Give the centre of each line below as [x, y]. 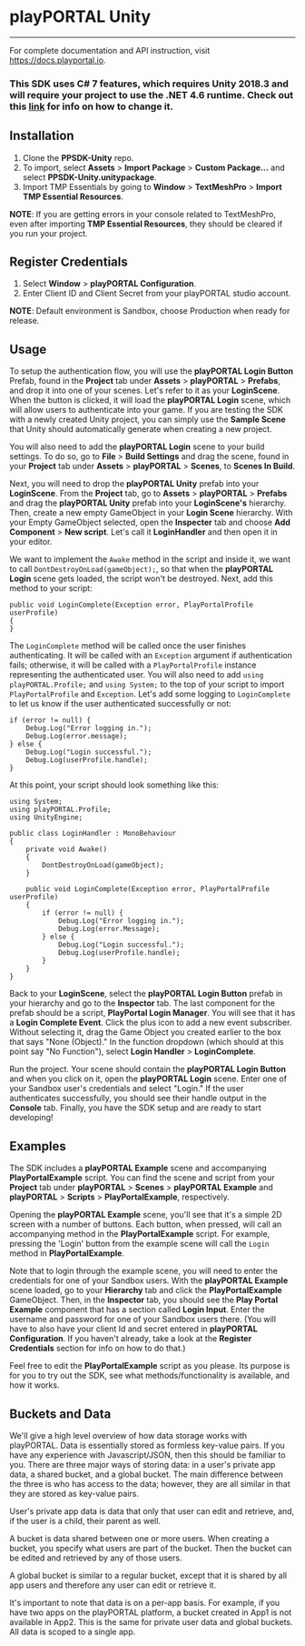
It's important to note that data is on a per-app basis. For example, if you [145, 1602]
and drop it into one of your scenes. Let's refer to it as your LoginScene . [145, 391]
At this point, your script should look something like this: [114, 785]
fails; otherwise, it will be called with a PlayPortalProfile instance [133, 665]
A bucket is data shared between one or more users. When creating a [139, 1538]
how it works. [34, 1385]
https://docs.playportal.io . [58, 60]
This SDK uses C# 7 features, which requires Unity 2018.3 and [149, 84]
